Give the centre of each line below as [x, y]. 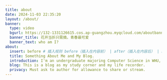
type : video [22, 28]
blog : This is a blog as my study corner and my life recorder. [78, 65]
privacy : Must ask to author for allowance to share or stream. [78, 70]
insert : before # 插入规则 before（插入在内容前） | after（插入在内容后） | [84, 51]
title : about [19, 10]
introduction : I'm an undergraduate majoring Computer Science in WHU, [85, 61]
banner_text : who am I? [34, 42]
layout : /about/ [22, 19]
